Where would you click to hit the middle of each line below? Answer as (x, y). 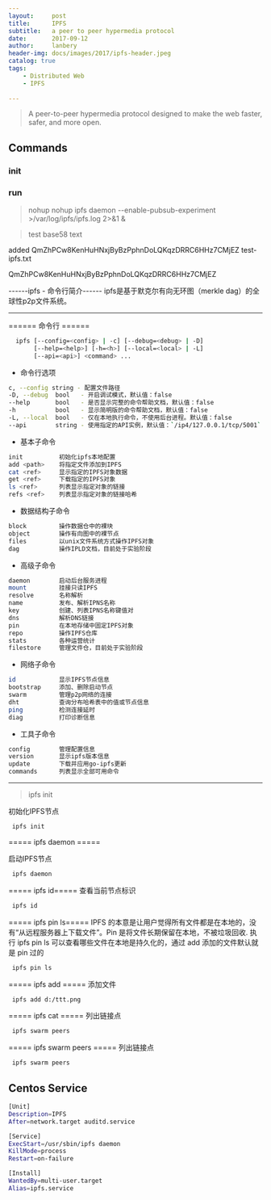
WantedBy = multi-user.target (56, 1181)
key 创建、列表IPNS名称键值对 (71, 610)
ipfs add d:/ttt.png (46, 999)
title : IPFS (38, 23)
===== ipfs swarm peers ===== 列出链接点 (81, 1047)
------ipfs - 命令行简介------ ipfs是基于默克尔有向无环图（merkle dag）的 (131, 291)
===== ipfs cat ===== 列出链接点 (65, 1016)
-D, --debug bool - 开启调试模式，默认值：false (90, 395)
